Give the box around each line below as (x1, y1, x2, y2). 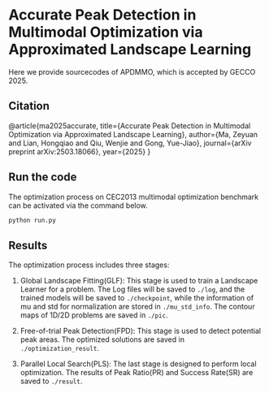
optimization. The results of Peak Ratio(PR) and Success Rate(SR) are (20, 368, 254, 378)
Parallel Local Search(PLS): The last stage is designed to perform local (20, 359, 258, 369)
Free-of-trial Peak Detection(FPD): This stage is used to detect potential (20, 326, 262, 336)
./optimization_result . (20, 343, 100, 353)
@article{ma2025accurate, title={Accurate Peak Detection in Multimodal (8, 120, 251, 131)
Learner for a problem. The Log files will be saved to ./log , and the (20, 284, 245, 294)
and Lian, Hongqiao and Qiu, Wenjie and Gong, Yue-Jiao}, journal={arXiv (8, 138, 252, 148)
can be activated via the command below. (8, 201, 148, 210)
